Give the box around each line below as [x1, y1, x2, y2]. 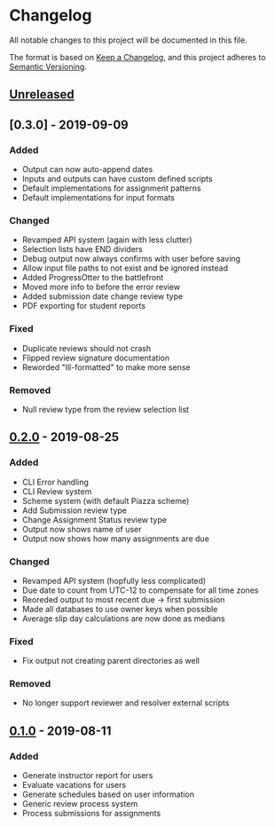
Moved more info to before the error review [21, 281, 181, 293]
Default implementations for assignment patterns [21, 183, 201, 193]
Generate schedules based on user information [21, 789, 195, 799]
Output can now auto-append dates [21, 164, 153, 175]
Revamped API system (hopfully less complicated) [21, 575, 207, 586]
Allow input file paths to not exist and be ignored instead [21, 263, 229, 273]
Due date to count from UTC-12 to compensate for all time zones [21, 585, 259, 595]
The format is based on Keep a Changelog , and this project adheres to [9, 51, 266, 62]
